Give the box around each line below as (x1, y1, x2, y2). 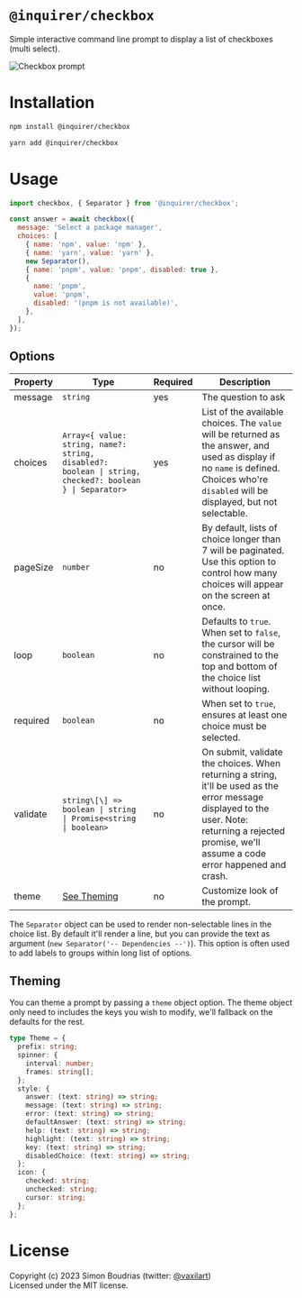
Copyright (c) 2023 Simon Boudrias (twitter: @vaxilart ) (9, 1270, 211, 1281)
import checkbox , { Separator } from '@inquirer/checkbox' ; (9, 198, 240, 207)
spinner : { (17, 1051, 58, 1060)
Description (218, 375, 271, 388)
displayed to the (201, 801, 270, 814)
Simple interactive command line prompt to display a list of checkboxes (9, 33, 274, 44)
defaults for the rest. (9, 1017, 85, 1028)
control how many (201, 566, 278, 579)
